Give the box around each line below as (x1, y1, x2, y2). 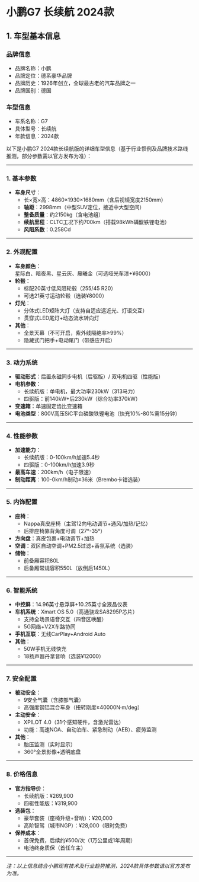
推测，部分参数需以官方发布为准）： (6, 152, 92, 160)
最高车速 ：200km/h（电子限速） (14, 469, 95, 476)
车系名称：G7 (14, 118, 49, 125)
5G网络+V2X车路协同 (23, 623, 76, 630)
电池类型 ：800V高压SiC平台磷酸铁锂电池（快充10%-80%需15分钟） (14, 410, 181, 417)
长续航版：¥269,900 (23, 792, 74, 799)
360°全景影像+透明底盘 (23, 748, 81, 756)
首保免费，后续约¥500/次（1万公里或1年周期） (23, 836, 136, 843)
